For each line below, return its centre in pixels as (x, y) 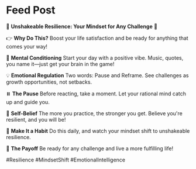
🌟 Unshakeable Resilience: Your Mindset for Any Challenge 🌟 (82, 26)
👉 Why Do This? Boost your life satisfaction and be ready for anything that (97, 38)
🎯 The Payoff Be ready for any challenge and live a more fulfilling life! (90, 148)
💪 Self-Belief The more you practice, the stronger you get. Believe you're (94, 113)
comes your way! (27, 46)
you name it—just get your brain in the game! (60, 64)
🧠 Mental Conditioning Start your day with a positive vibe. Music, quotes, (95, 58)
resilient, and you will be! (36, 119)
